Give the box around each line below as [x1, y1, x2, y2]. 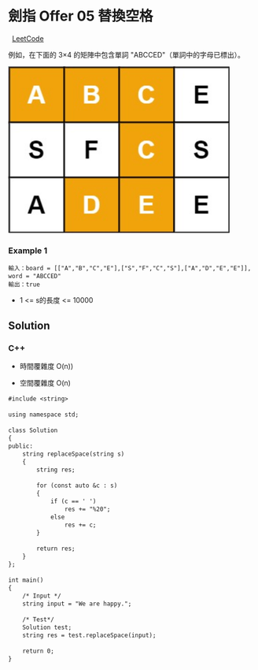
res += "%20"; [64, 505, 111, 513]
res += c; [64, 521, 97, 529]
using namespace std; [8, 411, 79, 419]
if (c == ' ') [50, 497, 97, 505]
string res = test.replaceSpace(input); [22, 631, 157, 639]
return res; [36, 545, 76, 553]
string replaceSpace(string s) [22, 450, 125, 458]
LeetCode [11, 33, 45, 43]
